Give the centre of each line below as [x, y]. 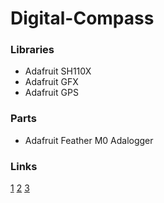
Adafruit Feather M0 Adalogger [89, 140]
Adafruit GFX [51, 82]
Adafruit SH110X [58, 71]
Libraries [32, 50]
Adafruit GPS [51, 93]
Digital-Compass [82, 18]
